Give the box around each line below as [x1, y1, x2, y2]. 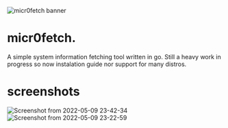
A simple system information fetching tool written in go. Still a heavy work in [7, 52, 221, 61]
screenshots [7, 84, 80, 99]
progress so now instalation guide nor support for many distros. [7, 60, 187, 68]
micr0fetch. [7, 31, 77, 46]
